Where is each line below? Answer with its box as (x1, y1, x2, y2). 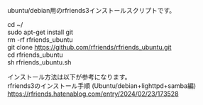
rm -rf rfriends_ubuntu (7, 35, 73, 44)
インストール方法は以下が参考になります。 (7, 73, 131, 81)
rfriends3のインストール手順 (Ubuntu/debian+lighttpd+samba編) (7, 82, 197, 90)
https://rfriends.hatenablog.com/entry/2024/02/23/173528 (7, 89, 179, 98)
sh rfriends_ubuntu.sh (7, 58, 72, 66)
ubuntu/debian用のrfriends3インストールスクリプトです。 (7, 6, 176, 14)
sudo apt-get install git (7, 28, 73, 36)
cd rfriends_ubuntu (7, 50, 64, 59)
